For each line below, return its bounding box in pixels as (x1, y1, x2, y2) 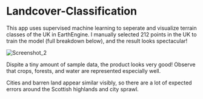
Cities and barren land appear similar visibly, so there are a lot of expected (6, 79, 192, 86)
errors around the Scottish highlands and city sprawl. (6, 85, 139, 92)
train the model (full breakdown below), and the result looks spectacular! (6, 37, 188, 44)
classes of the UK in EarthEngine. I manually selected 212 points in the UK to (6, 30, 197, 38)
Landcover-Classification (6, 4, 138, 18)
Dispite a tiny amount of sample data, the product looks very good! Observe (6, 61, 196, 68)
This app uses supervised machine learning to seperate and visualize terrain (6, 24, 197, 32)
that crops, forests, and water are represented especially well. (6, 67, 161, 74)
